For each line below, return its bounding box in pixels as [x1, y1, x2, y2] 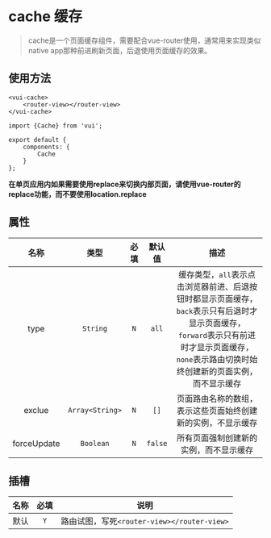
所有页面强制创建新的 [176, 432, 258, 444]
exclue [23, 404, 49, 415]
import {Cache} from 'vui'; [8, 122, 103, 130]
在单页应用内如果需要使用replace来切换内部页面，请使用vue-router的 [8, 179, 241, 189]
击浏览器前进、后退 [176, 281, 250, 292]
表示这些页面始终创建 [176, 405, 258, 416]
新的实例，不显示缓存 [176, 417, 258, 428]
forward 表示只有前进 [177, 329, 256, 340]
